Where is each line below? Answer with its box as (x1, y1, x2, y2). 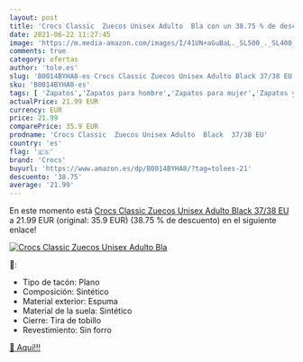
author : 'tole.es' (9, 64, 78, 73)
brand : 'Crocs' (9, 155, 67, 165)
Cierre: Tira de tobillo (22, 315, 102, 326)
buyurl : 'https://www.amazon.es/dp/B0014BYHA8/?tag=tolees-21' (9, 164, 252, 173)
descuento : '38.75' (9, 172, 83, 181)
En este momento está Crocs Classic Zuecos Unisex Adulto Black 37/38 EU (9, 205, 289, 216)
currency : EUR (9, 105, 63, 114)
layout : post (9, 13, 59, 23)
